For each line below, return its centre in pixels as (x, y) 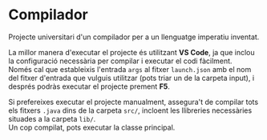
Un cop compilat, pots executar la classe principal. (92, 127)
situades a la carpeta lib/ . (52, 118)
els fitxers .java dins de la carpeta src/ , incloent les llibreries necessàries (130, 110)
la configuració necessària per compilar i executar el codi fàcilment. (120, 61)
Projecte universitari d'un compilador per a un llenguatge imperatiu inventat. (134, 37)
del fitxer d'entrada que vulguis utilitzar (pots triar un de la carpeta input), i (131, 78)
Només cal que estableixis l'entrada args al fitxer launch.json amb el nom (130, 69)
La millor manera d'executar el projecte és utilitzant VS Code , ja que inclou (131, 52)
